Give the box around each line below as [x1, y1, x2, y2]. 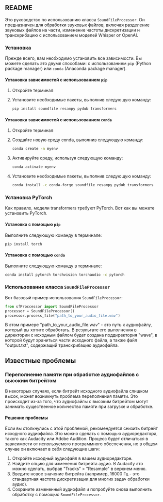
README [5, 4, 33, 12]
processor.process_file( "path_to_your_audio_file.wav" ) [5, 313, 120, 318]
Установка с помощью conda [5, 252, 65, 258]
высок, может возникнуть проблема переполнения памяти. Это [5, 393, 138, 399]
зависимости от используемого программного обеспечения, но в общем [5, 441, 158, 447]
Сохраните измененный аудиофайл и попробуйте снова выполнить [12, 486, 152, 492]
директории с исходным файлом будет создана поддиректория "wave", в [5, 332, 158, 338]
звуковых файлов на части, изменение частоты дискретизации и [5, 27, 140, 33]
